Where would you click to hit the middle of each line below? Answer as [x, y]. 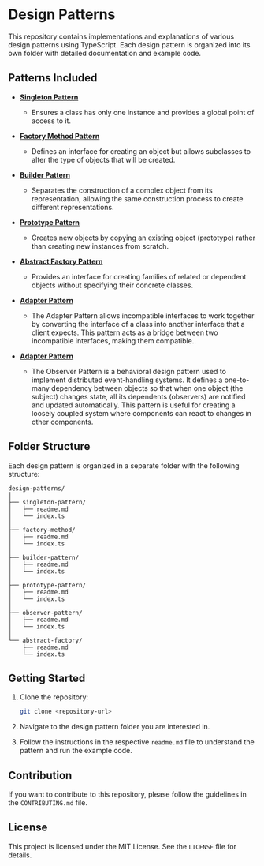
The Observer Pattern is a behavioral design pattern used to [129, 371]
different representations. [73, 207]
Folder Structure [49, 446]
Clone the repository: [54, 697]
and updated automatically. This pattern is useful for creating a [133, 405]
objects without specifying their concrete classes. [112, 285]
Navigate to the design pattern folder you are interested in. [115, 727]
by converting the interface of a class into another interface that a [138, 324]
